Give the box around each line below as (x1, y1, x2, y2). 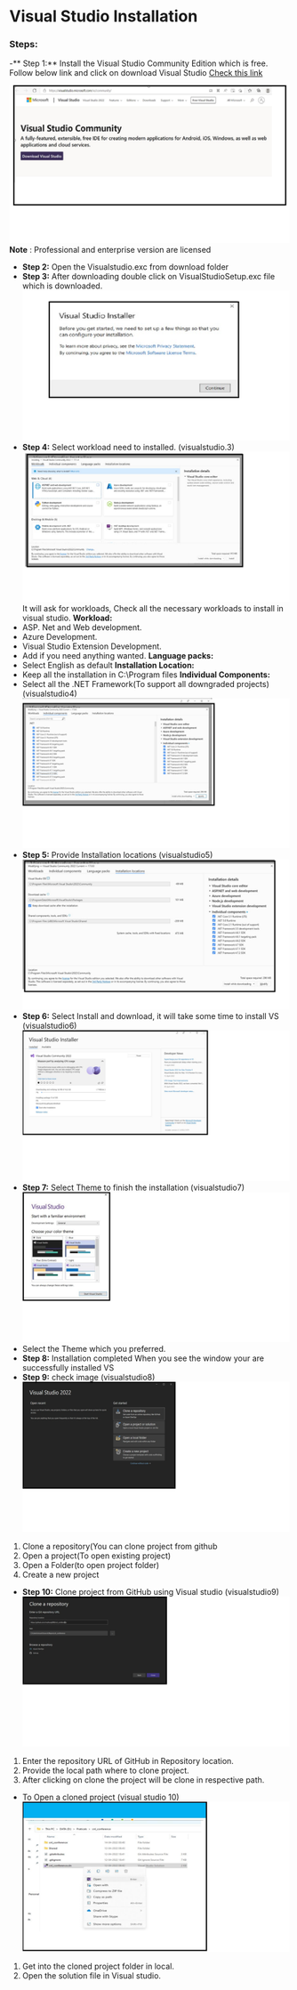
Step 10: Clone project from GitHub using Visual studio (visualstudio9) (21, 1586, 280, 1597)
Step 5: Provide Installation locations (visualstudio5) (21, 850, 213, 861)
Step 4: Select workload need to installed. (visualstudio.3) (21, 442, 236, 453)
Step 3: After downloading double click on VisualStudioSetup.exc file (21, 271, 276, 281)
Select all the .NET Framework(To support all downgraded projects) (21, 679, 269, 690)
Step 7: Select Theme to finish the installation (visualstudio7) (21, 1182, 245, 1193)
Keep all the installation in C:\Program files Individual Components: (21, 669, 271, 680)
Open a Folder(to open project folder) (21, 1559, 160, 1570)
